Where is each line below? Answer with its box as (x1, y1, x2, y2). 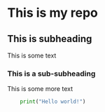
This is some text (7, 51, 57, 59)
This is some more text (7, 85, 73, 93)
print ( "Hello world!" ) (20, 98, 86, 106)
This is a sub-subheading (7, 69, 96, 78)
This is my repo (7, 5, 98, 21)
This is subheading (7, 33, 92, 45)
